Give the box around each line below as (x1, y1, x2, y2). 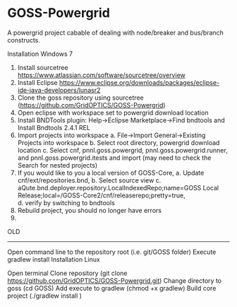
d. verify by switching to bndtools (17, 198, 115, 207)
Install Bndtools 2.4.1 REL (17, 123, 90, 132)
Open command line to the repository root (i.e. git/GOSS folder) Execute (7, 248, 217, 256)
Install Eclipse (17, 78, 58, 86)
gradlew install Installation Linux (7, 255, 100, 263)
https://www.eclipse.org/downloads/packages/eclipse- (59, 78, 220, 86)
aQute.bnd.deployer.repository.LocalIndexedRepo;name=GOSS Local (17, 183, 219, 192)
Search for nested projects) (17, 161, 97, 169)
